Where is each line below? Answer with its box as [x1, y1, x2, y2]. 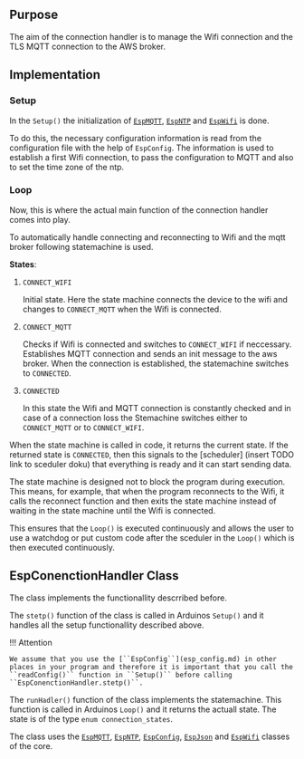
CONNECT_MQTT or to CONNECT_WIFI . [22, 421, 145, 433]
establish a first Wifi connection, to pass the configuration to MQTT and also [9, 151, 294, 162]
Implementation [9, 67, 101, 82]
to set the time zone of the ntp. [9, 161, 125, 172]
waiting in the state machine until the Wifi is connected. [9, 504, 216, 515]
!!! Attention [9, 637, 52, 648]
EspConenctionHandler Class [9, 568, 179, 583]
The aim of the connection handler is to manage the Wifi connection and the [9, 31, 294, 42]
